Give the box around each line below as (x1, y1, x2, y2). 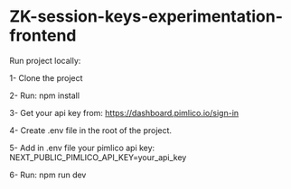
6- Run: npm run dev (9, 169, 87, 180)
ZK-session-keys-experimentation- (9, 6, 283, 27)
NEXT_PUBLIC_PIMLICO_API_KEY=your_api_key (9, 151, 187, 163)
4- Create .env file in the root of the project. (9, 124, 173, 136)
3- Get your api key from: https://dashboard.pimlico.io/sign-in (9, 107, 239, 118)
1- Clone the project (9, 72, 83, 83)
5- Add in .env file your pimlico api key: (9, 142, 155, 153)
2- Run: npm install (9, 90, 80, 101)
